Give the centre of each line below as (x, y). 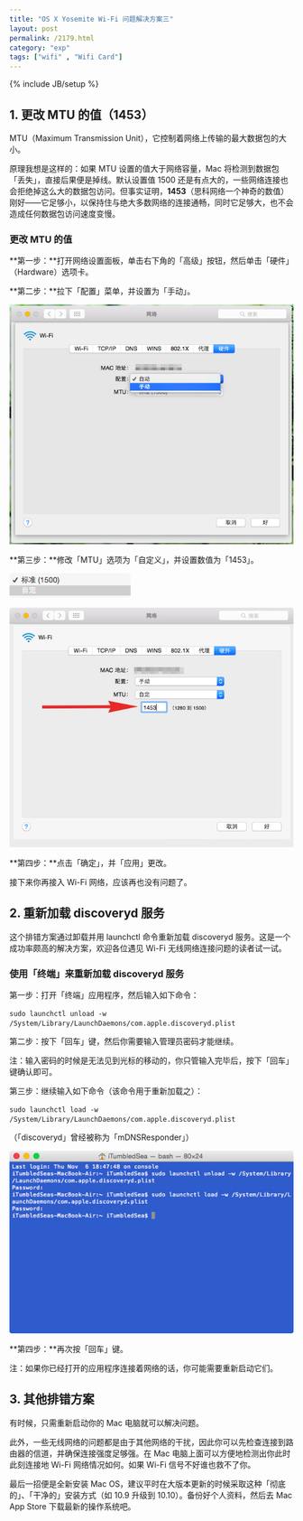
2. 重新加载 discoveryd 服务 (87, 914)
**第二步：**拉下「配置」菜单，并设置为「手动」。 (102, 291)
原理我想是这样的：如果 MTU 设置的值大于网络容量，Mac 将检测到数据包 (144, 168)
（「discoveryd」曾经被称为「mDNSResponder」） (101, 1137)
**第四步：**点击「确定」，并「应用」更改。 (91, 863)
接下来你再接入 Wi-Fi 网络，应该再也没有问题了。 (101, 882)
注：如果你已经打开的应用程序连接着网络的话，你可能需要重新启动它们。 (143, 1367)
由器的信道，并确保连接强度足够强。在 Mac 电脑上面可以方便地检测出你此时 (150, 1453)
